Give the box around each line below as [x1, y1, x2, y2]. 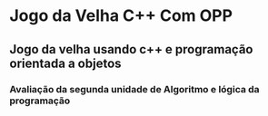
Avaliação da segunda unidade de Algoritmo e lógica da [9, 82, 261, 95]
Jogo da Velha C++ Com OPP [9, 5, 233, 26]
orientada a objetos [9, 55, 122, 71]
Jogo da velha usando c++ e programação [9, 42, 253, 57]
